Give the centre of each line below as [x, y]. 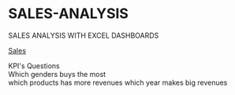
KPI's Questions [34, 66]
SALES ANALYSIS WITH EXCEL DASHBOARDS [84, 35]
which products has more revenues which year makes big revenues [118, 82]
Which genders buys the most [57, 74]
